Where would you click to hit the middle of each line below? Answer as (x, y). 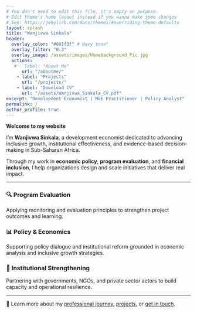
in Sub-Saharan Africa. (52, 150)
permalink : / (22, 104)
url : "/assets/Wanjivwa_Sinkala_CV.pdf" (72, 93)
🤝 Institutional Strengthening (48, 268)
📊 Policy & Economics (38, 232)
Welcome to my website (36, 126)
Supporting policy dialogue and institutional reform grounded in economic (95, 246)
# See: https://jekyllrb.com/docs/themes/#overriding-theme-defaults (93, 22)
